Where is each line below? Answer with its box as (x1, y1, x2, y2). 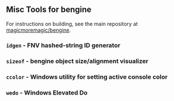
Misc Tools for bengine (6, 5, 92, 15)
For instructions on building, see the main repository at (6, 20, 138, 27)
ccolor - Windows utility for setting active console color (6, 73, 168, 81)
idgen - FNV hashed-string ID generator (6, 41, 121, 49)
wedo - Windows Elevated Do (6, 88, 88, 96)
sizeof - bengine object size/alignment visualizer (6, 57, 149, 65)
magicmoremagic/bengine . (6, 26, 71, 33)
